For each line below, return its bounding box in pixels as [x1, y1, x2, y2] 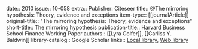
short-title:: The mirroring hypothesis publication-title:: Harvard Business [6, 24, 185, 31]
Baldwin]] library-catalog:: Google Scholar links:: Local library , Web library [6, 37, 188, 43]
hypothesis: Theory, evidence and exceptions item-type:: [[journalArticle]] [6, 11, 189, 18]
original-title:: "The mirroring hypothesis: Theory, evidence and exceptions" [6, 18, 193, 24]
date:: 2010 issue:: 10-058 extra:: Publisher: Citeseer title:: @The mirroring [6, 5, 189, 12]
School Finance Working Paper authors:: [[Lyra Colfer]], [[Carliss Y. [6, 30, 172, 37]
